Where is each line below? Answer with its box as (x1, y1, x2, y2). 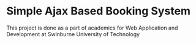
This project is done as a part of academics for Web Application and (6, 24, 178, 31)
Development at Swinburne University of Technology (6, 30, 140, 37)
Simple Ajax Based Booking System (6, 4, 191, 18)
